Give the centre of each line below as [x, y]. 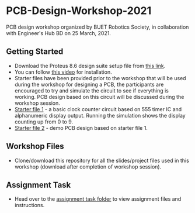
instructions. [29, 205]
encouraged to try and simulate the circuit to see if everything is [92, 90]
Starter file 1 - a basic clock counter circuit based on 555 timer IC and [98, 109]
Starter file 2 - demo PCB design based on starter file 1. [81, 128]
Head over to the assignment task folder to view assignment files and [98, 199]
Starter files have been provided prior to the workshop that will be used [100, 78]
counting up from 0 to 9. [44, 122]
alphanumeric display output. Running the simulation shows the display [100, 115]
